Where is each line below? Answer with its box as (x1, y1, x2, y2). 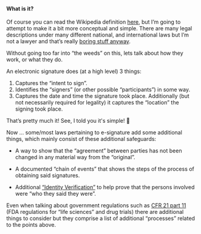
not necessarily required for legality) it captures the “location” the (15, 99, 179, 106)
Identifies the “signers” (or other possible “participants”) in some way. (15, 86, 190, 94)
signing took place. (15, 105, 63, 112)
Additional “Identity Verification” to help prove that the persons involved (15, 184, 195, 191)
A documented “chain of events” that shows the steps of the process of (15, 165, 194, 173)
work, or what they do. (6, 56, 63, 63)
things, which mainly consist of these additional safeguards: (6, 136, 157, 143)
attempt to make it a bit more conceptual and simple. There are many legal (6, 25, 192, 32)
